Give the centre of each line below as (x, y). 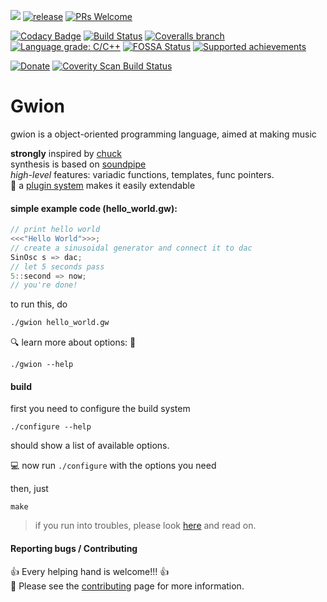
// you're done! (44, 285)
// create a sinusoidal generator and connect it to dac (131, 248)
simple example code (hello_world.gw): (94, 208)
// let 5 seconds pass (57, 266)
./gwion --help (42, 365)
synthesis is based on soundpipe (78, 164)
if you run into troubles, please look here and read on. (145, 526)
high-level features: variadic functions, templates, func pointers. (142, 174)
